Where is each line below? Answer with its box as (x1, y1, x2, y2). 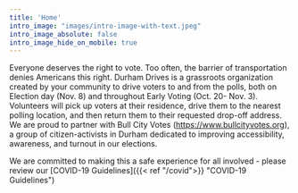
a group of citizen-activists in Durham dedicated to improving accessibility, (9, 129, 286, 139)
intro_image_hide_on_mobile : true (9, 38, 138, 47)
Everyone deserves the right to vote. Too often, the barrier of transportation (9, 63, 287, 73)
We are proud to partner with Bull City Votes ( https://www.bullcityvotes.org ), (9, 120, 290, 130)
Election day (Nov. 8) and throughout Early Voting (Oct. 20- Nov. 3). (9, 91, 259, 102)
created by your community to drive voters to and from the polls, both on (9, 81, 277, 92)
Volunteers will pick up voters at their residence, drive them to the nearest (9, 100, 281, 112)
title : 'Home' (9, 13, 62, 22)
